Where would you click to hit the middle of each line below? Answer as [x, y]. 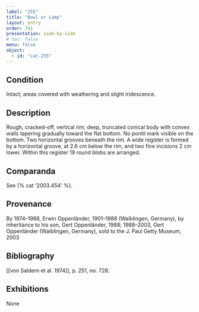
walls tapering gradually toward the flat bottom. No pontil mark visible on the [100, 134]
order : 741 [20, 28]
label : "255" [22, 12]
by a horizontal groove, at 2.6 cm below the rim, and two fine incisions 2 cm [99, 146]
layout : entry [24, 23]
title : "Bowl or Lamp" [34, 17]
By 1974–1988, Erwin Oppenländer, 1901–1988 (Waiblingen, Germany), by [95, 218]
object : [16, 51]
